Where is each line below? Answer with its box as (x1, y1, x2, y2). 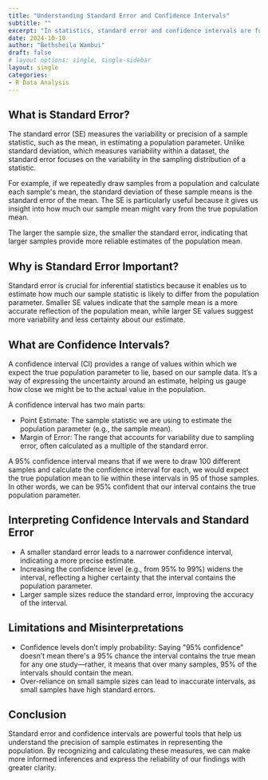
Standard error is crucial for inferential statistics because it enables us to (8, 281, 247, 291)
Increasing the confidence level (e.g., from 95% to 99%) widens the (19, 564, 243, 573)
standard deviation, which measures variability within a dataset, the (8, 146, 230, 156)
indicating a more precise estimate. (19, 556, 136, 565)
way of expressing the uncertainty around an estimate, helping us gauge (8, 376, 246, 386)
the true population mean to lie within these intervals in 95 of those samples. (8, 473, 259, 483)
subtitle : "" (8, 19, 52, 27)
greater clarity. (8, 763, 57, 773)
